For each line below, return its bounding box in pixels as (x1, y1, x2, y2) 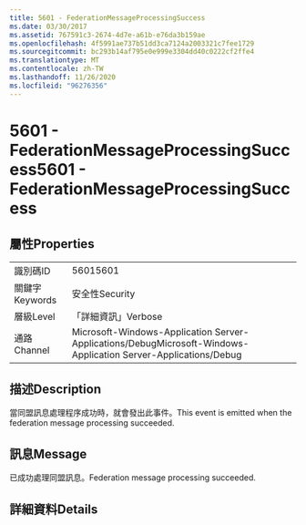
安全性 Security (71, 287, 136, 300)
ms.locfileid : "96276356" (9, 81, 107, 90)
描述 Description (9, 382, 102, 397)
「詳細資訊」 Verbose (71, 310, 163, 323)
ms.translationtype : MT (9, 56, 100, 65)
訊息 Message (9, 446, 87, 461)
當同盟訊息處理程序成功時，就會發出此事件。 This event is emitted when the (9, 407, 292, 418)
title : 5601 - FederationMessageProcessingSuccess (9, 13, 206, 23)
